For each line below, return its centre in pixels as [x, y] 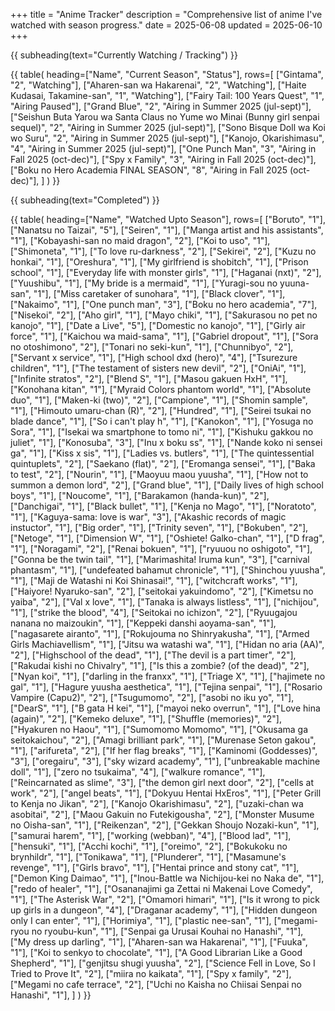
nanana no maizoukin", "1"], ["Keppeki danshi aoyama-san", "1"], [143, 623]
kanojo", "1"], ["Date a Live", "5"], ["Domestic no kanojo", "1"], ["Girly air [158, 325]
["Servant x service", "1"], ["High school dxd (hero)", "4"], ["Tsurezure [154, 357]
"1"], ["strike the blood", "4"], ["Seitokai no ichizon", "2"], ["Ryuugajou [154, 612]
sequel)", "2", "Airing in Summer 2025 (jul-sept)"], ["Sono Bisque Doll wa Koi [168, 127]
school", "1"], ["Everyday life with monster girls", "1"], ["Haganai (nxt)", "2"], [166, 272]
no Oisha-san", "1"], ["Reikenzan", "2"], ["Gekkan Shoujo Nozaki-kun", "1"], [165, 825]
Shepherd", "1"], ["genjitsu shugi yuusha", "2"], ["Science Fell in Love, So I [163, 963]
